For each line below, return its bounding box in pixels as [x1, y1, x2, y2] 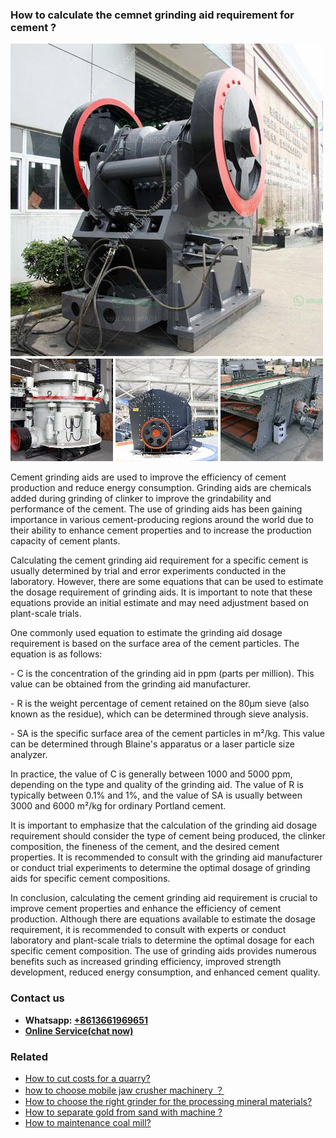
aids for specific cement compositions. [10, 873, 171, 885]
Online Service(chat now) [24, 1024, 134, 1037]
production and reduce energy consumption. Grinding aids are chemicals [10, 482, 312, 494]
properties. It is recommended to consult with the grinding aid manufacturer [10, 851, 323, 863]
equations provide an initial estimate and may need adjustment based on [10, 597, 310, 609]
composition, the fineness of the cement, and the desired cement [10, 841, 280, 853]
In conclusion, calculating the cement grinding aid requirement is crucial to [10, 892, 318, 904]
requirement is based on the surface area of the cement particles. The [10, 638, 300, 650]
